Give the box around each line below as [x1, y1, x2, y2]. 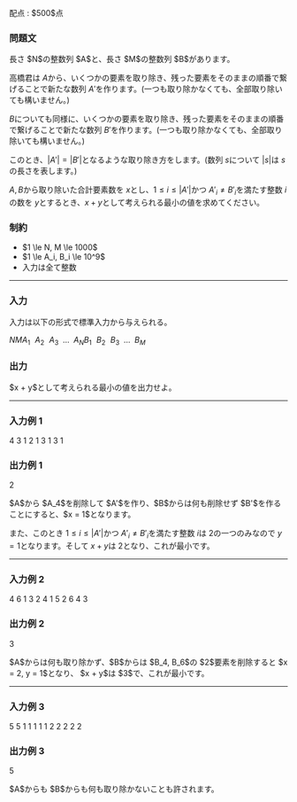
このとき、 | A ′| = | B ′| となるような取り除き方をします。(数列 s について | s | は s [9, 154, 286, 166]
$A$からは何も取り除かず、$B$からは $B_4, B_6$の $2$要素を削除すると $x [9, 657, 288, 667]
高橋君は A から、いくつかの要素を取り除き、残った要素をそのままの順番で [9, 73, 280, 83]
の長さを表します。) [9, 166, 78, 176]
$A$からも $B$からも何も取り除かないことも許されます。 [9, 783, 219, 795]
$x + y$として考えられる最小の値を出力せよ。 [9, 382, 177, 393]
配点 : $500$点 [9, 8, 64, 18]
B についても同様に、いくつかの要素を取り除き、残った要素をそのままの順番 [9, 113, 285, 124]
